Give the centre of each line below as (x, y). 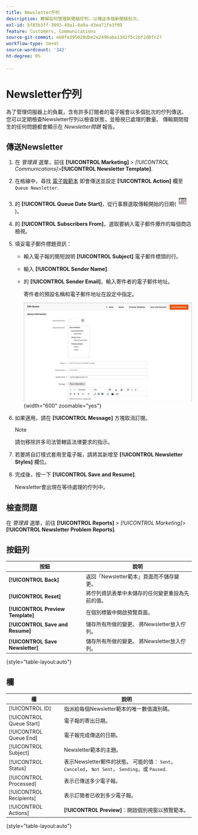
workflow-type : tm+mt (33, 44)
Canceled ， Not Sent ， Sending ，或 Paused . (115, 769)
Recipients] (22, 798)
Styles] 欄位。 (32, 462)
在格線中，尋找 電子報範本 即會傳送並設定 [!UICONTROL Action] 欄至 (99, 181)
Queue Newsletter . (37, 188)
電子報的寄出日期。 (87, 721)
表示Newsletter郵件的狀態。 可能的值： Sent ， (120, 761)
